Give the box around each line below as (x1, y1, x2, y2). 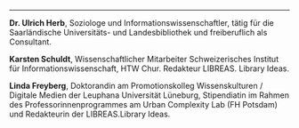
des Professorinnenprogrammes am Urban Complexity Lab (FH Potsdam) (9, 100, 279, 109)
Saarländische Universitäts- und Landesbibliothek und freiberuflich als (9, 28, 268, 37)
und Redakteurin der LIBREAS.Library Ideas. (9, 108, 171, 119)
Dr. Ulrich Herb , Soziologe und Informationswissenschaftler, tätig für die (9, 18, 274, 28)
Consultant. (9, 36, 52, 47)
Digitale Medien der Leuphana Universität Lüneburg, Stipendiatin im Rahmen (9, 90, 290, 100)
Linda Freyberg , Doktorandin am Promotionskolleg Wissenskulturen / (9, 81, 263, 91)
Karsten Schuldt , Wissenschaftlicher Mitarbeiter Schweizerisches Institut (9, 54, 279, 64)
